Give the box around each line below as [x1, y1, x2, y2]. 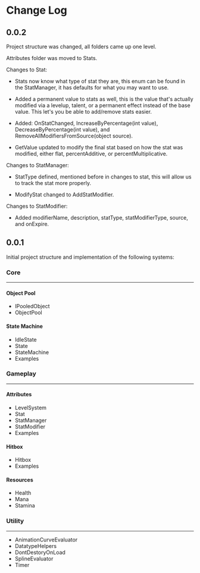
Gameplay [6, 370, 37, 378]
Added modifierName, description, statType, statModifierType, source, [14, 214, 189, 221]
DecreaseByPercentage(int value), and [14, 126, 110, 133]
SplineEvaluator [14, 555, 54, 562]
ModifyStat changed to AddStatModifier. [14, 191, 114, 198]
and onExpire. [14, 221, 49, 227]
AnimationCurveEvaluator [14, 536, 78, 543]
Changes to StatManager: [6, 162, 70, 168]
